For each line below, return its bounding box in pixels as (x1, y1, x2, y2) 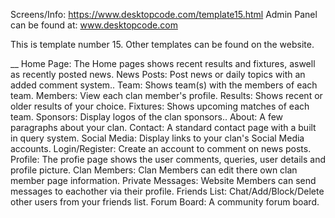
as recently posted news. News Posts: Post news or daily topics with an (10, 69, 306, 80)
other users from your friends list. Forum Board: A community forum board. (10, 196, 320, 208)
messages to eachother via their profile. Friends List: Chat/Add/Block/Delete (10, 185, 325, 197)
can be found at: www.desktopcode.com (10, 19, 178, 31)
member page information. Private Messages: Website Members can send (10, 175, 317, 186)
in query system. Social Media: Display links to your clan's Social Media (10, 132, 305, 144)
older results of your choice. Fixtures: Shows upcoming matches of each (10, 100, 310, 112)
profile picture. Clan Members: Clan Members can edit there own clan (10, 164, 298, 176)
